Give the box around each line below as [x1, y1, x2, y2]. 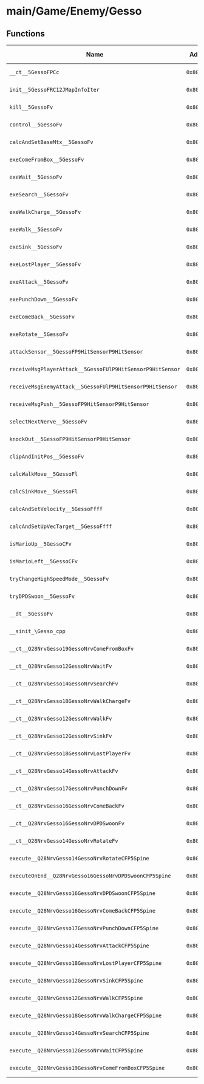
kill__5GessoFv [9, 104, 53, 111]
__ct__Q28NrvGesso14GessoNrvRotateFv [9, 837, 118, 844]
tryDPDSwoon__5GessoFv [9, 593, 75, 600]
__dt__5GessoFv [9, 611, 53, 617]
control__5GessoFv [9, 122, 63, 128]
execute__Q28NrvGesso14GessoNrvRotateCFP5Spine [9, 855, 150, 862]
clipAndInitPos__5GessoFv [9, 453, 84, 460]
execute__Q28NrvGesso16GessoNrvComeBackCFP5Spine [9, 907, 156, 914]
